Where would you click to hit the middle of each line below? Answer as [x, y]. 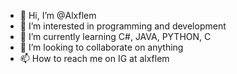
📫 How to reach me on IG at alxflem [94, 58]
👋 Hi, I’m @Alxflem [58, 15]
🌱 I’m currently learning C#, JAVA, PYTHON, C [115, 36]
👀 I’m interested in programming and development [123, 26]
